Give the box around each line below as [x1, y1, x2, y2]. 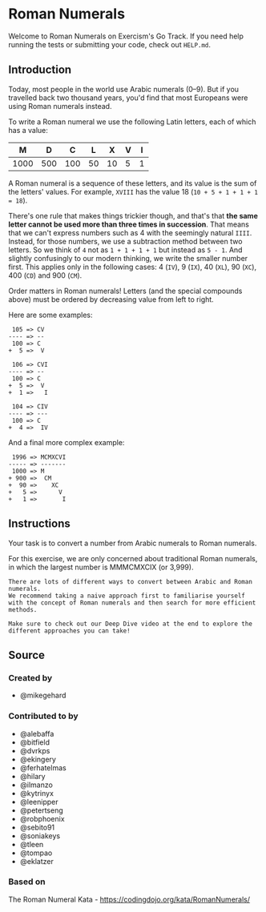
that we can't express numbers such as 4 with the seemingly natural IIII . [8, 227, 252, 237]
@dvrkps [19, 745, 50, 755]
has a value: [8, 125, 48, 135]
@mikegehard [19, 690, 66, 701]
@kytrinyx [19, 788, 54, 797]
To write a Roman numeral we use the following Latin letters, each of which [8, 117, 256, 127]
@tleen [19, 839, 44, 849]
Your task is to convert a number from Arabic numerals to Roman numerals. [8, 538, 257, 548]
